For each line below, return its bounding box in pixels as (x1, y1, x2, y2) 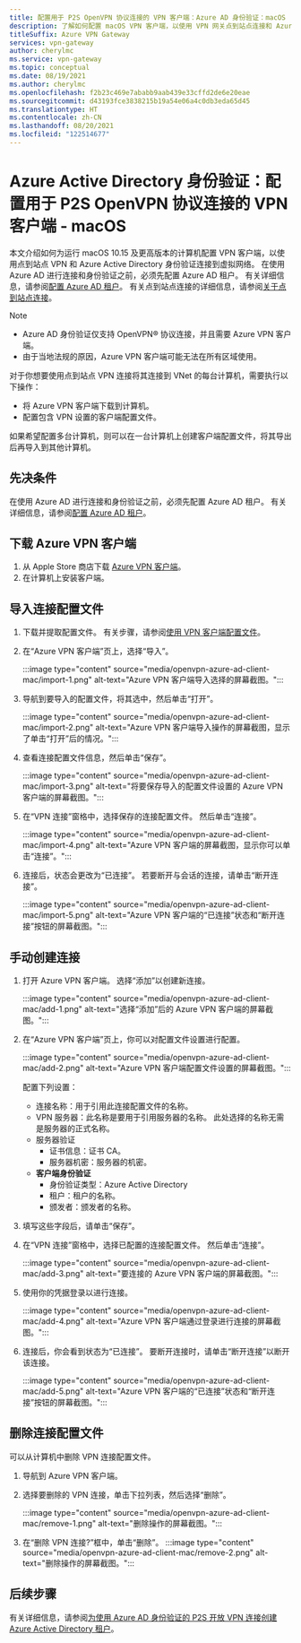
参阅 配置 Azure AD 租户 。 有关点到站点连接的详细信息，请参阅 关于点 (32, 281, 287, 291)
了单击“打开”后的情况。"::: (21, 733, 119, 744)
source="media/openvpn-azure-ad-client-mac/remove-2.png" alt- (21, 1547, 269, 1558)
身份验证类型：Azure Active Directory (48, 1180, 188, 1190)
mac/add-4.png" (21, 1316, 84, 1327)
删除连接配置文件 (9, 1426, 104, 1441)
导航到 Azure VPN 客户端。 (21, 1470, 123, 1481)
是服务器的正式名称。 (35, 1123, 115, 1134)
